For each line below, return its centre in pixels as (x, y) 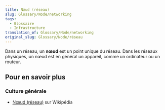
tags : (11, 19)
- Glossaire (22, 23)
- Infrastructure (27, 28)
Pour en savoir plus (35, 77)
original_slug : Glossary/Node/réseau (44, 37)
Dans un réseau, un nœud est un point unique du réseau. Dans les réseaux (82, 51)
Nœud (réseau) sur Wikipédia (42, 102)
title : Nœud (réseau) (27, 10)
